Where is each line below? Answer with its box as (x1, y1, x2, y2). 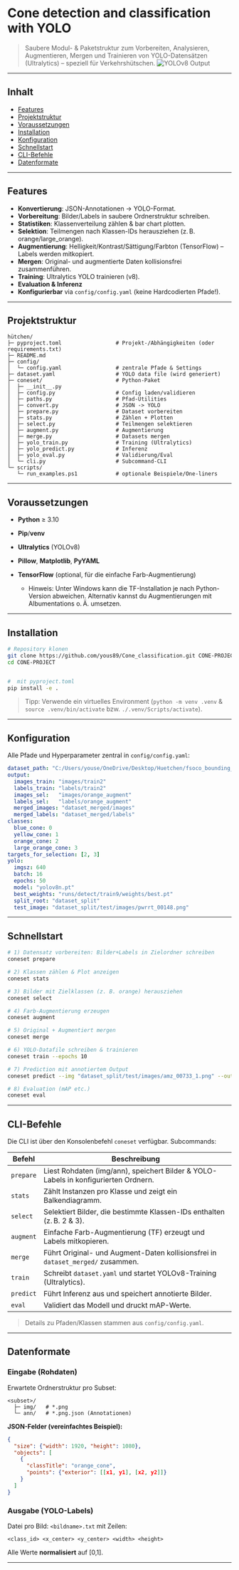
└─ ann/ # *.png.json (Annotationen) (14, 1409, 132, 1417)
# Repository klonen (7, 646, 69, 653)
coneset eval (7, 1092, 46, 1099)
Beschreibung (111, 1154, 160, 1164)
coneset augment (7, 1014, 55, 1021)
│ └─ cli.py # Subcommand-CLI (7, 458, 167, 465)
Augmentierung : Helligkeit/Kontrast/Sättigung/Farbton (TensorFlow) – (17, 242, 224, 251)
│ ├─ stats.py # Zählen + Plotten (7, 414, 174, 421)
